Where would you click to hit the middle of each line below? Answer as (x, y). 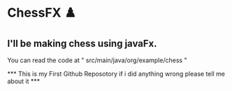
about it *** (24, 81)
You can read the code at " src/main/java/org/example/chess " (97, 60)
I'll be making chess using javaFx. (82, 43)
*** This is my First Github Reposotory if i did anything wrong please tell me (116, 74)
